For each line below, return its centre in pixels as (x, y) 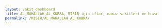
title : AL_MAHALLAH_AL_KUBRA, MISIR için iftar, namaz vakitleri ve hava (81, 14)
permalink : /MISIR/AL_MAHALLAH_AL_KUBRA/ (48, 18)
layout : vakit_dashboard (30, 9)
